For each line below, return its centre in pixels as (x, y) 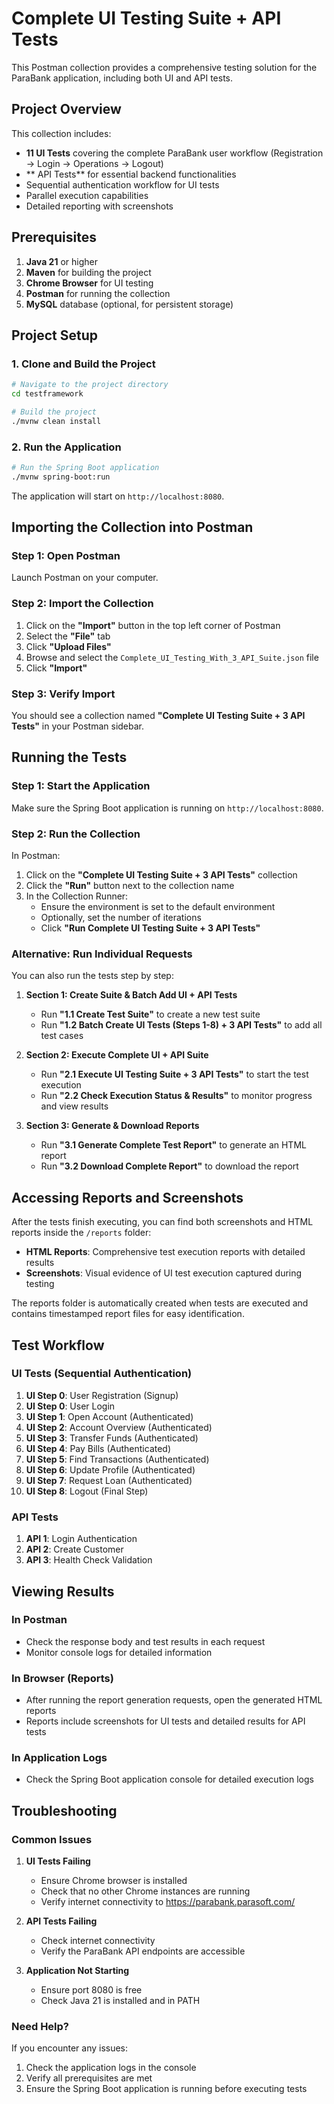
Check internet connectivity (98, 1941)
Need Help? (40, 2027)
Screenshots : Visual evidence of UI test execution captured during (164, 1273)
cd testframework (47, 394)
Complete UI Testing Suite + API (146, 18)
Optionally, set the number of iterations (121, 918)
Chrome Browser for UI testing (89, 283)
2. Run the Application (66, 447)
